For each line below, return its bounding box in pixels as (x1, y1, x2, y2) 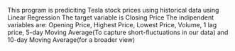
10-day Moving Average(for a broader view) (7, 36, 136, 44)
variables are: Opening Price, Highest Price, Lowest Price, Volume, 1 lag (7, 21, 217, 29)
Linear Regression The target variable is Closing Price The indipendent (7, 13, 214, 22)
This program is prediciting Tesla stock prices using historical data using (7, 6, 219, 14)
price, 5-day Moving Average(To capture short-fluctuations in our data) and (7, 28, 229, 36)
